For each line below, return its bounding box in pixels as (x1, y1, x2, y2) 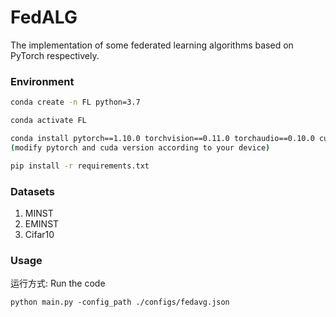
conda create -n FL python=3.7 (10, 97, 141, 108)
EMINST (24, 217, 60, 230)
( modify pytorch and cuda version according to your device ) (10, 142, 271, 153)
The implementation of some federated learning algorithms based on (10, 39, 294, 51)
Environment (10, 74, 75, 88)
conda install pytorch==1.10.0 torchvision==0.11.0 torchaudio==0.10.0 (10, 133, 315, 143)
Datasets (10, 184, 55, 198)
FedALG (10, 6, 78, 29)
